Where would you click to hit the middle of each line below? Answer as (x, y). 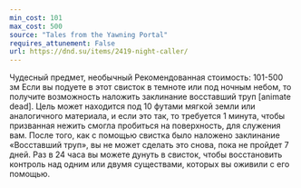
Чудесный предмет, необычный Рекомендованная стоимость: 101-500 (146, 77)
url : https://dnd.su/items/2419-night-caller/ (99, 52)
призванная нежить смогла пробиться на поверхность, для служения (145, 126)
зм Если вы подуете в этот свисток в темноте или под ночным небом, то (150, 87)
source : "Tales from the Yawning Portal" (89, 35)
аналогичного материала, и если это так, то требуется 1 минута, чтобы (147, 116)
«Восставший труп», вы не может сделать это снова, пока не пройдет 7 (149, 145)
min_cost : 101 (36, 18)
